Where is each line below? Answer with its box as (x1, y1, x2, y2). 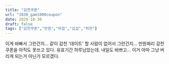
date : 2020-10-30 (5, 17, 42, 22)
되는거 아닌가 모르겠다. (14, 53, 60, 59)
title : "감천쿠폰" (5, 7, 40, 13)
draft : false (5, 21, 33, 27)
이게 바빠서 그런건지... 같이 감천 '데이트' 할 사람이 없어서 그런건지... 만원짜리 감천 (5, 41, 164, 47)
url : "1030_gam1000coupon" (5, 12, 62, 17)
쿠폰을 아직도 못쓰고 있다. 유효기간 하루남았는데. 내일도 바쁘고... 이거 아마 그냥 (5, 47, 159, 53)
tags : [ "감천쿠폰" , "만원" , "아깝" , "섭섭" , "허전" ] (5, 26, 97, 31)
